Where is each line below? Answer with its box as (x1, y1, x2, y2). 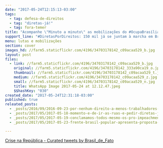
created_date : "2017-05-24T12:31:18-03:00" (5, 93, 95, 98)
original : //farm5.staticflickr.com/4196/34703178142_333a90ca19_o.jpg (14, 66, 162, 71)
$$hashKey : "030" (14, 88, 49, 93)
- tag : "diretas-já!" (9, 20, 53, 26)
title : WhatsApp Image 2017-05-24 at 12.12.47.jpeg (14, 83, 120, 89)
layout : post (5, 52, 32, 57)
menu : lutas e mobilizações (5, 39, 62, 44)
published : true (5, 98, 38, 102)
